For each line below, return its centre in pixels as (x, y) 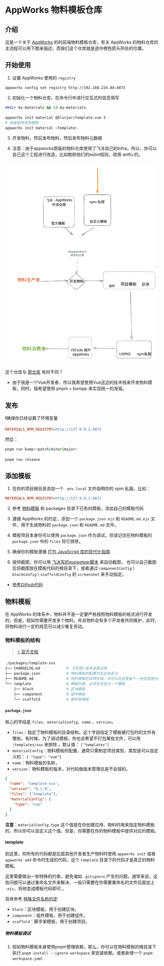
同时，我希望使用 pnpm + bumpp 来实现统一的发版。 (74, 389)
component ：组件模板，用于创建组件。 (50, 915)
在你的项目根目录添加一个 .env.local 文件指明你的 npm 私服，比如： (81, 489)
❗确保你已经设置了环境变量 (31, 418)
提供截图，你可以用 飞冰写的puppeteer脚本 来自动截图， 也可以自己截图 (84, 562)
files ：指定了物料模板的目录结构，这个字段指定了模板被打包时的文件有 (84, 732)
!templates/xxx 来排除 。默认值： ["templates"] (61, 744)
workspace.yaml (28, 959)
